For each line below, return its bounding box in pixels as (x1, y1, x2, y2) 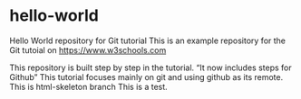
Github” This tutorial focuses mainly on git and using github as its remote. (9, 71, 284, 82)
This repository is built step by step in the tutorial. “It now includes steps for (9, 62, 292, 73)
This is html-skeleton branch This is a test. (9, 81, 168, 92)
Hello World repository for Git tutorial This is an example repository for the (9, 35, 286, 46)
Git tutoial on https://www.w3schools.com (9, 44, 167, 55)
